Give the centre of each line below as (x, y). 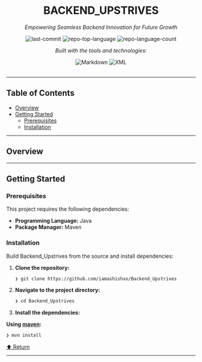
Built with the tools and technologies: (101, 50)
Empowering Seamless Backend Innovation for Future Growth (101, 27)
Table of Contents (41, 93)
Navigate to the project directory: (57, 290)
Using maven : (24, 324)
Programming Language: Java (53, 221)
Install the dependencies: (47, 313)
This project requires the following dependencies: (68, 209)
